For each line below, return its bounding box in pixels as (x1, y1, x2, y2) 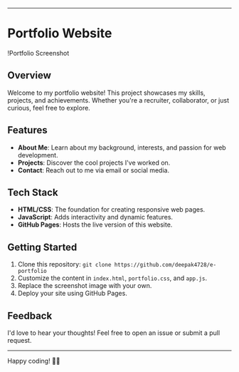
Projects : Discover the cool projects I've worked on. (17, 158, 171, 167)
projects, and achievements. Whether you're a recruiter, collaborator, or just (7, 95, 230, 104)
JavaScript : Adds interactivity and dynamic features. (17, 213, 173, 222)
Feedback (7, 309, 53, 321)
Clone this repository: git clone (17, 260, 112, 269)
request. (7, 336, 32, 344)
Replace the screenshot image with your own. (17, 281, 152, 290)
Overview (7, 69, 52, 82)
